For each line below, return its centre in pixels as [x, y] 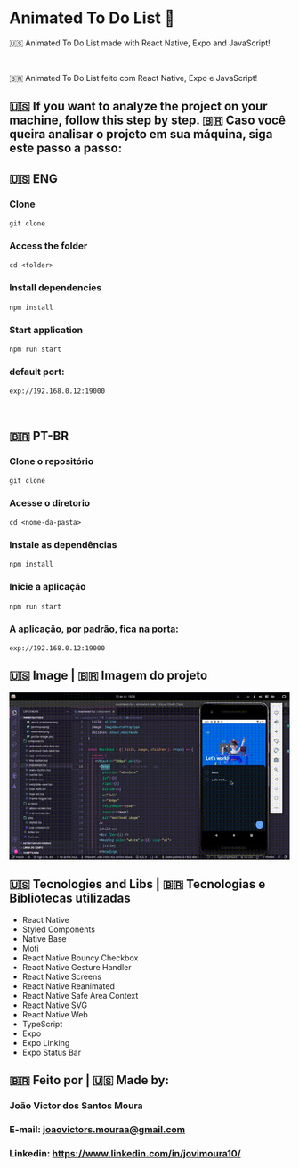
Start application [46, 330]
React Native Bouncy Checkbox [80, 958]
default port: [37, 372]
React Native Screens [62, 976]
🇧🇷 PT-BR [39, 436]
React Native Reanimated [69, 986]
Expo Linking [46, 1042]
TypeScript [42, 1024]
